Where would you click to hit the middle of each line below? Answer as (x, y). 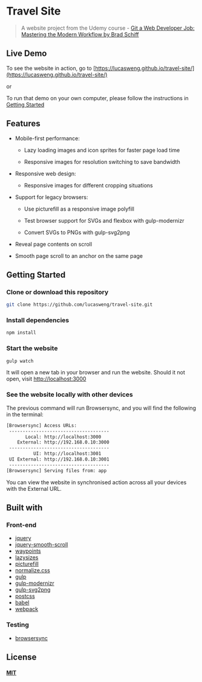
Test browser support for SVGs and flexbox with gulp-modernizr (104, 220)
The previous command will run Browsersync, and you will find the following (101, 408)
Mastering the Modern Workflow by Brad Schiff (80, 34)
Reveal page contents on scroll (54, 244)
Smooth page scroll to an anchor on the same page (79, 255)
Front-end (21, 525)
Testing (18, 625)
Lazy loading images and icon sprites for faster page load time (102, 150)
